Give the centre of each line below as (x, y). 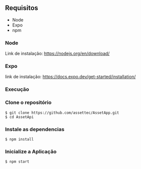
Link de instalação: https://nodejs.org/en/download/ (58, 54)
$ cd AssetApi (20, 117)
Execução (17, 89)
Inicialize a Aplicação (31, 151)
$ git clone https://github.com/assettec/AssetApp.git (62, 113)
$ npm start (17, 162)
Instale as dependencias (35, 129)
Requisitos (22, 8)
